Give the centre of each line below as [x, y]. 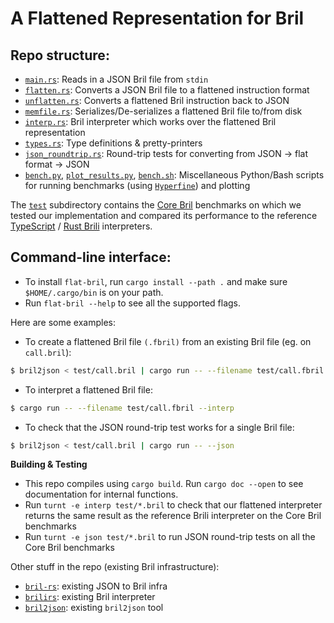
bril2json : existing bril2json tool [94, 608]
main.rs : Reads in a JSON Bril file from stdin [116, 79]
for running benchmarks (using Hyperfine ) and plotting [137, 185]
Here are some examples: [63, 322]
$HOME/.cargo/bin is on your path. [94, 292]
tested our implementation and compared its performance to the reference [164, 215]
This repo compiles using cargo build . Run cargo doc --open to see [164, 484]
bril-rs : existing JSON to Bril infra [96, 586]
